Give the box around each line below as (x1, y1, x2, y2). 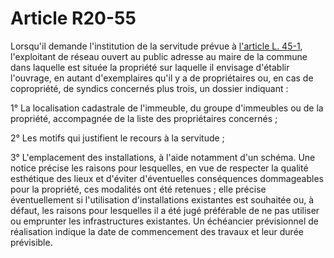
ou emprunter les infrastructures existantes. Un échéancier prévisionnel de (10, 215, 319, 227)
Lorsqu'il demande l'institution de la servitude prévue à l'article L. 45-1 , (10, 40, 303, 52)
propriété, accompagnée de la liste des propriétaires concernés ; (10, 112, 278, 124)
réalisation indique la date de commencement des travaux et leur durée (10, 225, 304, 237)
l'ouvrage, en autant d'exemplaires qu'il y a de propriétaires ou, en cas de (10, 72, 314, 84)
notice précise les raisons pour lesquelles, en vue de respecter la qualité (10, 162, 309, 174)
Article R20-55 (10, 7, 137, 30)
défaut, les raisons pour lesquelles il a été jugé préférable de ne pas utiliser (10, 204, 320, 216)
